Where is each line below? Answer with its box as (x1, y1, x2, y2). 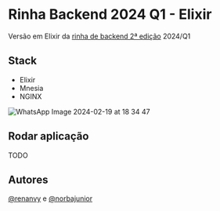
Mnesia (19, 83, 44, 93)
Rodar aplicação (8, 129, 89, 143)
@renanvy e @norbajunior (8, 194, 92, 203)
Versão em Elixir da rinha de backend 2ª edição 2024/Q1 (8, 31, 191, 41)
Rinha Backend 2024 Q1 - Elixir (8, 5, 212, 24)
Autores (8, 173, 49, 186)
